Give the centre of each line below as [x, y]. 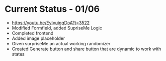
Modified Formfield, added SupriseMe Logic [57, 28]
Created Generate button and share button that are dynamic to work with [86, 49]
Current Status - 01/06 [52, 9]
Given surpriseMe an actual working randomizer [61, 43]
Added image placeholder [38, 38]
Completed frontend [33, 33]
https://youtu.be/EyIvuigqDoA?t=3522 [51, 23]
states [18, 54]
